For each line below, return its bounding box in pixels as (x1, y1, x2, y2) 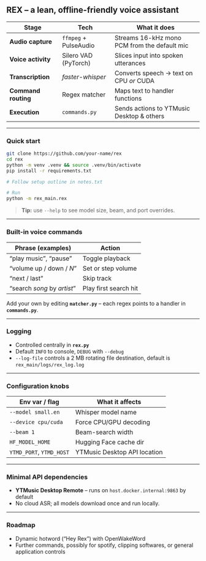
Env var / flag (19, 398, 59, 406)
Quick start (6, 136, 41, 145)
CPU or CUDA (114, 76, 155, 85)
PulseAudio (62, 41, 95, 50)
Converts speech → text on (114, 69, 193, 77)
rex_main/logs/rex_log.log (15, 362, 85, 368)
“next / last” (9, 274, 44, 282)
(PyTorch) (62, 58, 91, 67)
